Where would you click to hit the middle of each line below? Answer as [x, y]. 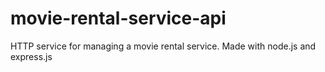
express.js [31, 56]
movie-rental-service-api [118, 18]
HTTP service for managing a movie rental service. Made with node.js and [163, 46]
